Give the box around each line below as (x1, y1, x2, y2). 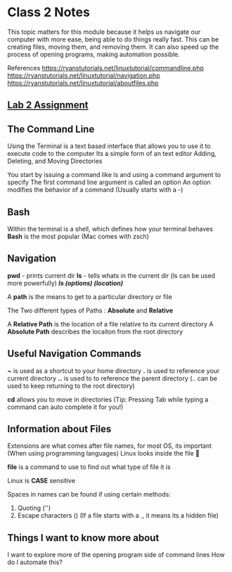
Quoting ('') (17, 504, 51, 512)
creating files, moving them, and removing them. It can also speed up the (7, 42, 219, 51)
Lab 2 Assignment (7, 99, 89, 111)
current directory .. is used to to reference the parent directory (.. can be (7, 374, 218, 382)
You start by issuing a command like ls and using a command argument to (7, 171, 221, 179)
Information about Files (7, 422, 112, 434)
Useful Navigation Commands (7, 348, 142, 360)
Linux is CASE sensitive (7, 477, 76, 485)
